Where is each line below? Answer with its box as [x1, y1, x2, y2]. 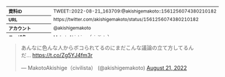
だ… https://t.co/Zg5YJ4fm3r [20, 52, 93, 58]
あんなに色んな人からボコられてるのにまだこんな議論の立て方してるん [20, 44, 194, 51]
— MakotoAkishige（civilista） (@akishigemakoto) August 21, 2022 [20, 64, 187, 71]
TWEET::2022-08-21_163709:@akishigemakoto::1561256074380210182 [53, 8, 217, 14]
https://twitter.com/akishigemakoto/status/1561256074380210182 [53, 16, 199, 23]
